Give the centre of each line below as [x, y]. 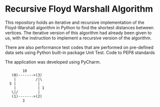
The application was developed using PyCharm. [53, 62]
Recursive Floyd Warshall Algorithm [79, 9]
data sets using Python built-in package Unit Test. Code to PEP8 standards [80, 53]
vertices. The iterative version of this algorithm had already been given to [78, 33]
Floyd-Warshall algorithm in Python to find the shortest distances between [80, 27]
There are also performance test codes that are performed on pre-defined [80, 47]
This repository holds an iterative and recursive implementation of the [75, 22]
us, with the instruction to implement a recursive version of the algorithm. [78, 38]
